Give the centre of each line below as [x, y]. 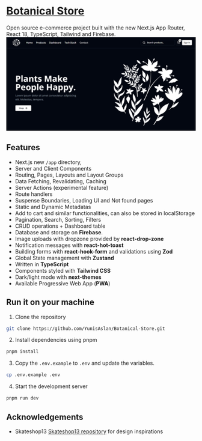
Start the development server [51, 386]
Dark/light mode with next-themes [58, 277]
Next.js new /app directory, [48, 162]
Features [23, 148]
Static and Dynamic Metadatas [53, 207]
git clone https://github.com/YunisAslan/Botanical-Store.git [86, 329]
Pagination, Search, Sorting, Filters [58, 219]
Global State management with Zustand [64, 258]
